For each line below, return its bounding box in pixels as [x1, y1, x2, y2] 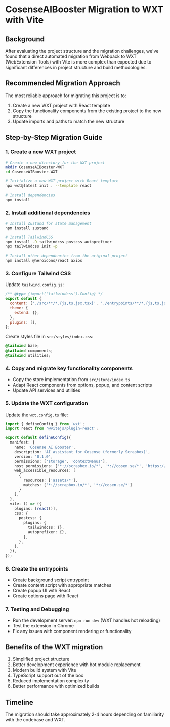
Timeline [5, 698, 34, 707]
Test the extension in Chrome [12, 622, 74, 628]
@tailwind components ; [5, 348, 53, 354]
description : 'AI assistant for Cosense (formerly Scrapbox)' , [14, 449, 151, 454]
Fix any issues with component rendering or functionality [12, 628, 132, 634]
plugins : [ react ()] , [14, 506, 58, 511]
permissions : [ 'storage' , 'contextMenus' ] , [14, 459, 108, 464]
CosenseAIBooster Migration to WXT [5, 4, 163, 15]
